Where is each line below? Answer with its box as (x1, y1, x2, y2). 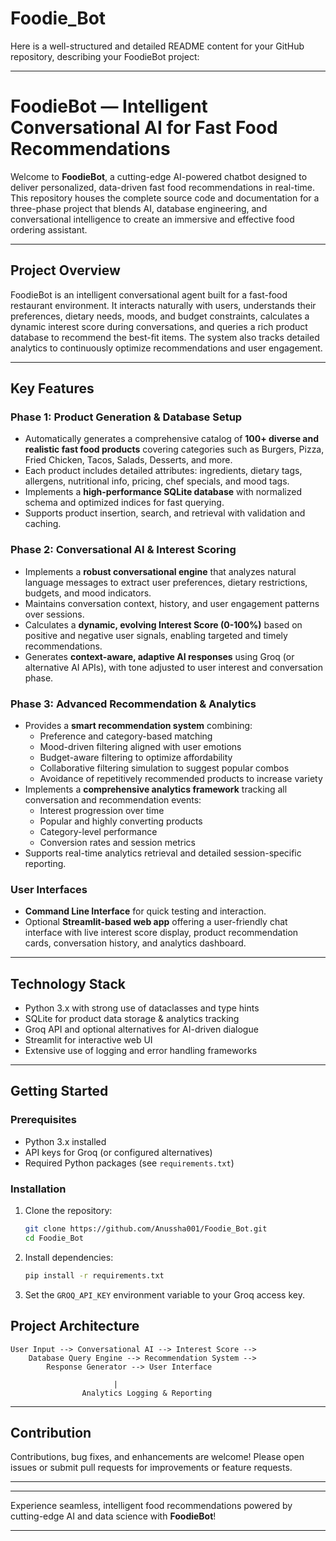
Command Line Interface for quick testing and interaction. (24, 905, 267, 917)
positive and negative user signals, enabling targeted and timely (24, 629, 288, 641)
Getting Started (10, 1083, 109, 1100)
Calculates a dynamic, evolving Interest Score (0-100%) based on (24, 618, 303, 631)
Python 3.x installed (24, 1135, 107, 1147)
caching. (24, 518, 62, 530)
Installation (10, 1182, 67, 1196)
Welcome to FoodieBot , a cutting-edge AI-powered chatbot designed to (10, 170, 308, 182)
